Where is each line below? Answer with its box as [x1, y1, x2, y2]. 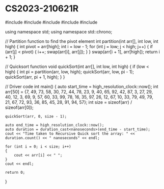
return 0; [5, 170, 26, 175]
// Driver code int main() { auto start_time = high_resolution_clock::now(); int [5, 83, 159, 89]
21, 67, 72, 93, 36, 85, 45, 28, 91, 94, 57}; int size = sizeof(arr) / [5, 99, 133, 105]
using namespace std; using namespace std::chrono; [5, 29, 112, 34]
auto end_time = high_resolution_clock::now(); [5, 123, 105, 127]
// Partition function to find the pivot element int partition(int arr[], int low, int [5, 38, 159, 44]
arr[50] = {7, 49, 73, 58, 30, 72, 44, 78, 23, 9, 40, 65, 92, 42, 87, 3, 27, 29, [5, 89, 153, 94]
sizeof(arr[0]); [5, 104, 34, 110]
